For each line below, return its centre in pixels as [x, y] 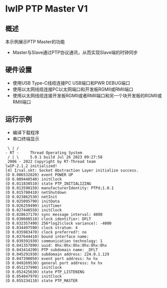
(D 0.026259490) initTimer [34, 206]
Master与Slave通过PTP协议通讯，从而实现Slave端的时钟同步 [75, 52]
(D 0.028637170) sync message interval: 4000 [54, 214]
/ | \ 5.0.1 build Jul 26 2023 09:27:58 [55, 157]
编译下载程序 [26, 132]
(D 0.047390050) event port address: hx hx [52, 258]
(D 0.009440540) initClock [34, 179]
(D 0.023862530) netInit [31, 197]
